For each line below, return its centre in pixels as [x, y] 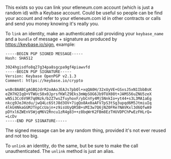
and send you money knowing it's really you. [52, 24]
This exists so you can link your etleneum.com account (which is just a [80, 7]
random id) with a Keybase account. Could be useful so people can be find [84, 13]
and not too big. [22, 136]
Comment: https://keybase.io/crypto [44, 81]
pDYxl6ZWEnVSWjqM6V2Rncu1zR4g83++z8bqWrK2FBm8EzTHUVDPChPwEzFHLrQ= [79, 112]
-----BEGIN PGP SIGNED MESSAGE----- [44, 54]
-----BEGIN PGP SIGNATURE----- [39, 72]
